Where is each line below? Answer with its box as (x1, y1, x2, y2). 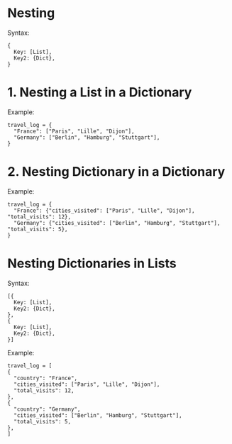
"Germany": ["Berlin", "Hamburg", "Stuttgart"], (13, 133, 160, 141)
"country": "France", (13, 374, 78, 382)
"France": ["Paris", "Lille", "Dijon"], (13, 128, 135, 135)
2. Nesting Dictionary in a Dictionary (7, 164, 226, 180)
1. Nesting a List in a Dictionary (7, 84, 192, 101)
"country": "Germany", (13, 406, 81, 413)
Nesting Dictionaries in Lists (7, 255, 177, 271)
